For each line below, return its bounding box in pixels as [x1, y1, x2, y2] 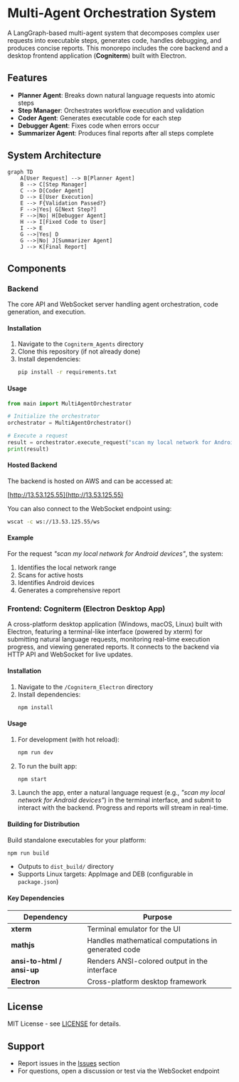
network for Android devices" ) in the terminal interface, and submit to [17, 796, 222, 805]
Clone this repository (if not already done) [17, 347, 141, 356]
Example [7, 533, 34, 542]
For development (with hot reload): [17, 735, 119, 743]
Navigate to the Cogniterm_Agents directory [17, 340, 144, 349]
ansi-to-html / [11, 956, 63, 966]
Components [7, 262, 66, 274]
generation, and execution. [7, 308, 86, 316]
